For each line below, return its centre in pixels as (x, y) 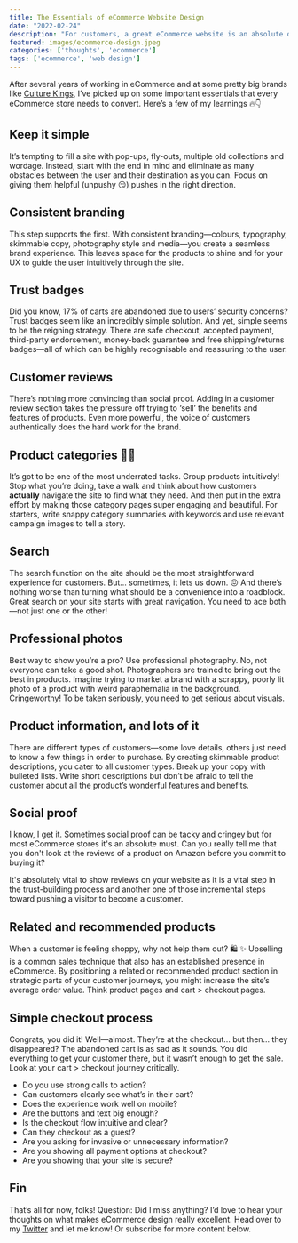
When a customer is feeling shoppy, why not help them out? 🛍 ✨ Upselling (146, 949)
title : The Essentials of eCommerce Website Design (106, 17)
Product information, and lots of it (104, 726)
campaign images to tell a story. (67, 524)
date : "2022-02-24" (45, 26)
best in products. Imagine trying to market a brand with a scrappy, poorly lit (147, 679)
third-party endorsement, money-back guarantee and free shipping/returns (147, 340)
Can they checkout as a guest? (78, 1132)
